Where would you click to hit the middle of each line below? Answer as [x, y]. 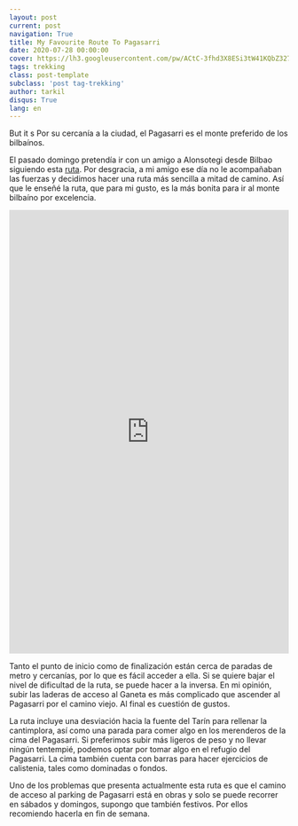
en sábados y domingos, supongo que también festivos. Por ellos [129, 805]
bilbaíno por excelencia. [53, 198]
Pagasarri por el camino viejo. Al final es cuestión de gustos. [120, 704]
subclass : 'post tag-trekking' [67, 83]
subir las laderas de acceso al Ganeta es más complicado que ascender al [145, 695]
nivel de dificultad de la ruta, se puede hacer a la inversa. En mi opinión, [141, 685]
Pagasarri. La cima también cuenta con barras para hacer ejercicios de [139, 759]
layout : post [33, 17]
